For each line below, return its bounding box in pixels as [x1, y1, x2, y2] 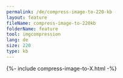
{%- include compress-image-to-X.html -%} [6, 65, 117, 72]
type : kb [6, 48, 28, 54]
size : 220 [6, 43, 32, 49]
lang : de [6, 37, 28, 43]
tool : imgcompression [6, 31, 61, 37]
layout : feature [6, 15, 47, 21]
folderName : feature [6, 25, 59, 32]
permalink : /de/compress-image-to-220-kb [6, 8, 113, 15]
